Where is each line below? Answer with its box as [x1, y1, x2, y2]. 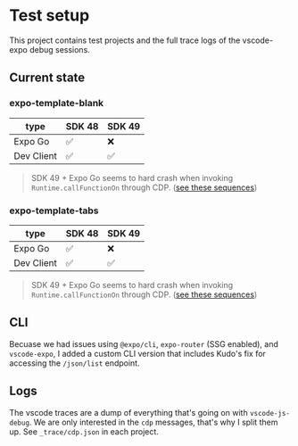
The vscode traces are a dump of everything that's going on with [9, 407, 248, 417]
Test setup [9, 5, 90, 26]
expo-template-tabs [9, 204, 99, 217]
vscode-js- [249, 409, 290, 417]
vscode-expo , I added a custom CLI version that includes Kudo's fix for [9, 348, 266, 359]
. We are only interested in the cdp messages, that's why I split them [29, 417, 278, 427]
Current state [9, 70, 86, 86]
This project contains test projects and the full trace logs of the [9, 35, 241, 45]
